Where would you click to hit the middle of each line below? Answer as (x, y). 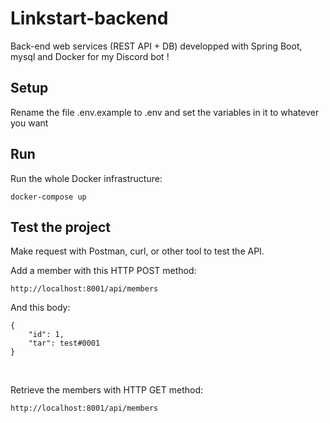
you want (29, 123)
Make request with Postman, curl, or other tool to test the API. (137, 251)
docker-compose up (48, 197)
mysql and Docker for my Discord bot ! (90, 56)
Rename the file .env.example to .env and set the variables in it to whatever (165, 112)
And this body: (40, 308)
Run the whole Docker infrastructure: (86, 178)
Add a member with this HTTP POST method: (103, 271)
